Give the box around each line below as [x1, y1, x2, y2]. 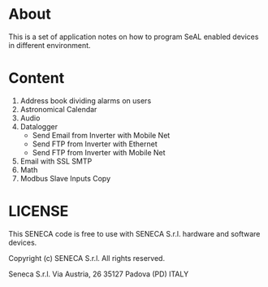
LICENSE [8, 202, 69, 220]
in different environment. [8, 40, 91, 50]
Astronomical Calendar [19, 104, 97, 114]
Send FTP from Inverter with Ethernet [32, 139, 158, 149]
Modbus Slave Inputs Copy [19, 173, 111, 183]
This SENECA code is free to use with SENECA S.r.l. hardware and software [8, 228, 261, 238]
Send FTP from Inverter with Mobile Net [32, 147, 166, 157]
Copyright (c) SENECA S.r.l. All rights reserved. [8, 253, 165, 263]
